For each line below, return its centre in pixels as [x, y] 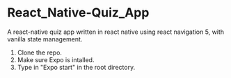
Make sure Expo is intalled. [56, 59]
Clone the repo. [40, 52]
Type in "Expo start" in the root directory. [76, 67]
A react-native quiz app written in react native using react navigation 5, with [116, 32]
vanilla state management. [45, 39]
